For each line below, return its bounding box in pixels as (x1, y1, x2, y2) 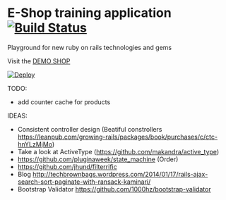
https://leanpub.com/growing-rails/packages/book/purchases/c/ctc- (17, 132, 218, 141)
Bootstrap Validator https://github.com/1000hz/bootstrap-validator (17, 185, 211, 193)
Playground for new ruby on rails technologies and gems (7, 43, 172, 51)
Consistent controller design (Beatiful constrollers (17, 125, 162, 133)
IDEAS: (7, 111, 28, 120)
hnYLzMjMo (17, 139, 53, 149)
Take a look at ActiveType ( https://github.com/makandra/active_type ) (17, 147, 220, 156)
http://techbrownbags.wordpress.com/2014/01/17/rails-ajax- (32, 170, 208, 178)
